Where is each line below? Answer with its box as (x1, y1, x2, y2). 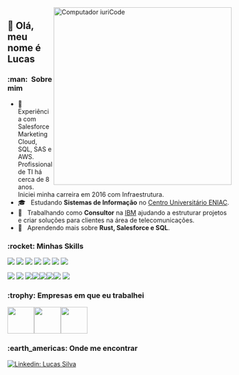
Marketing (17, 129, 48, 138)
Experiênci (17, 107, 50, 116)
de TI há (17, 167, 43, 176)
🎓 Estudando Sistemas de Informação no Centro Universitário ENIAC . (17, 198, 230, 207)
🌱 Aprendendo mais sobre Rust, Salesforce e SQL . (17, 223, 171, 232)
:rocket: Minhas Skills (7, 241, 84, 251)
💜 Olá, (7, 20, 34, 32)
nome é (7, 42, 41, 54)
